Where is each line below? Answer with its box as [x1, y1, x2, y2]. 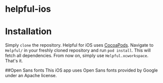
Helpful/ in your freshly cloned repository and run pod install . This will [5, 48, 151, 54]
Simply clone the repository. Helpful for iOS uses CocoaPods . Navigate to [5, 42, 154, 48]
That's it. [5, 58, 23, 64]
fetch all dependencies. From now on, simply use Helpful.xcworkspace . [5, 53, 149, 58]
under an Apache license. [5, 73, 57, 79]
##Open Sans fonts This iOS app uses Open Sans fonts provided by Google [5, 67, 158, 73]
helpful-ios [5, 3, 52, 15]
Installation [5, 26, 52, 37]
